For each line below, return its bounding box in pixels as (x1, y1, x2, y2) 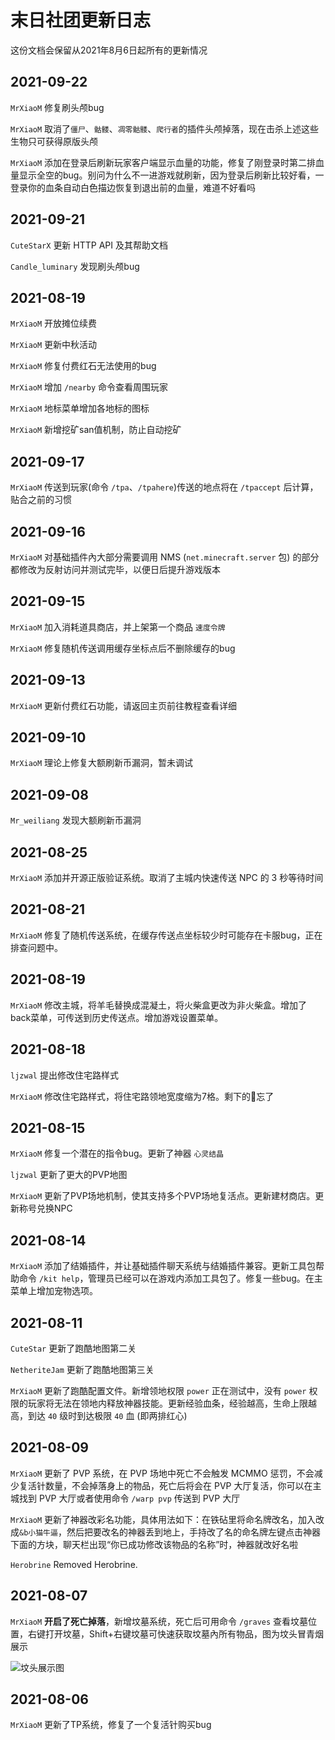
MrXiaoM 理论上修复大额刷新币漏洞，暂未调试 (10, 757, 194, 769)
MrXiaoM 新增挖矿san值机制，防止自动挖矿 (10, 424, 182, 436)
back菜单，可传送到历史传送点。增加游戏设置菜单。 (10, 1011, 224, 1023)
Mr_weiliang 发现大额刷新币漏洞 (10, 814, 142, 826)
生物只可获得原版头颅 (10, 135, 98, 147)
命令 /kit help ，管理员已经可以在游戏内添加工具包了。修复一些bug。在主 (18, 1272, 323, 1285)
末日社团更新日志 (10, 9, 152, 32)
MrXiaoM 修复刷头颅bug (10, 101, 105, 113)
